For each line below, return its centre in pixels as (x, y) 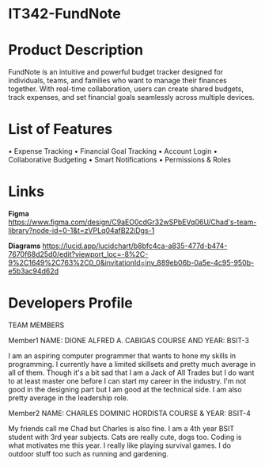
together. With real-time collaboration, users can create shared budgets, (126, 89)
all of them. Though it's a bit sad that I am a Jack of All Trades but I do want (131, 372)
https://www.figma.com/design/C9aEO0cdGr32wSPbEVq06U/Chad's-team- (132, 222)
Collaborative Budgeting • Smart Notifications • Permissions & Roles (120, 160)
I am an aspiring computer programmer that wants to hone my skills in (122, 355)
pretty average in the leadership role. (68, 398)
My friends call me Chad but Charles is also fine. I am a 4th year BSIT (121, 428)
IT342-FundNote (64, 14)
